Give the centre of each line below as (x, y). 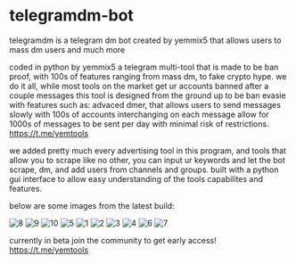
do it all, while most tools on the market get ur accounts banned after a (139, 86)
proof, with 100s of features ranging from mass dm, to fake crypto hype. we (148, 76)
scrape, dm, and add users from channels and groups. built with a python (144, 169)
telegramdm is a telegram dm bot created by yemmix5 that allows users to (145, 40)
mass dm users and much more (67, 49)
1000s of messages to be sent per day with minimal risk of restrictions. (139, 124)
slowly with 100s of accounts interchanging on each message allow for (139, 114)
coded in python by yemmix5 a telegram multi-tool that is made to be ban (144, 67)
